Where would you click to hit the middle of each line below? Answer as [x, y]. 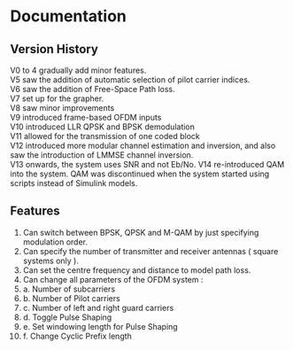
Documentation [69, 16]
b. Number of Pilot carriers [71, 298]
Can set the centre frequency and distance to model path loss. [137, 270]
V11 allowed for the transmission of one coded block [105, 136]
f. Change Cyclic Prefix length [77, 336]
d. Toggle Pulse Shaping [67, 317]
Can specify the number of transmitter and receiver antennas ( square [150, 251]
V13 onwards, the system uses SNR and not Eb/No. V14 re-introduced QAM [147, 164]
